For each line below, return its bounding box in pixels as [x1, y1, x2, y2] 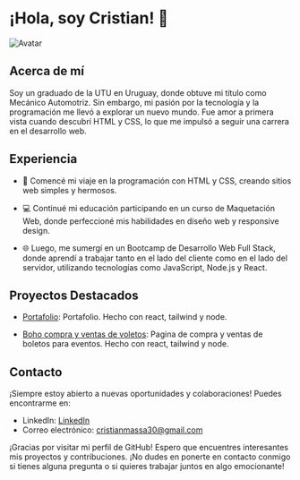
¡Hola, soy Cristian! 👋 [9, 8, 168, 29]
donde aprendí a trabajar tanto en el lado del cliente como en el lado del [21, 253, 288, 263]
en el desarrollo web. [9, 125, 87, 136]
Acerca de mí [9, 64, 85, 79]
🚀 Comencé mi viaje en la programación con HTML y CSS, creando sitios [21, 175, 292, 186]
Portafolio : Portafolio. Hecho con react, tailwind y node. [21, 312, 227, 322]
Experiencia [9, 151, 78, 167]
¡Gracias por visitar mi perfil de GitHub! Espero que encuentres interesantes [9, 442, 289, 453]
